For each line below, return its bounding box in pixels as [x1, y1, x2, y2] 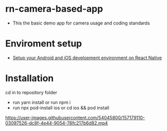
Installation [5, 72, 54, 84]
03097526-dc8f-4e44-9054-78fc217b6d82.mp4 [5, 120, 108, 126]
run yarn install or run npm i [12, 99, 71, 105]
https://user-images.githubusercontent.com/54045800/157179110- [5, 114, 145, 120]
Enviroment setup [5, 38, 82, 49]
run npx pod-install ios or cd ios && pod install [12, 104, 109, 111]
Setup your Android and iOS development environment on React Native [12, 55, 162, 61]
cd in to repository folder [5, 89, 58, 95]
